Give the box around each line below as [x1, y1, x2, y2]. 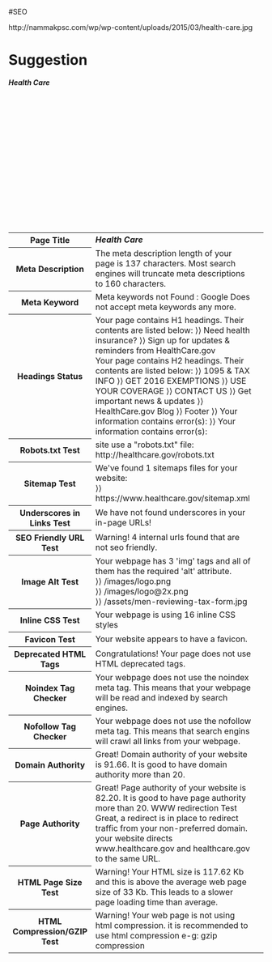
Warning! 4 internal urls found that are [95, 531, 240, 543]
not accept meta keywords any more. [95, 301, 236, 313]
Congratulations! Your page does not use [95, 648, 252, 659]
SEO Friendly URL [15, 532, 85, 543]
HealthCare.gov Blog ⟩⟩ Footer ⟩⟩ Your [95, 406, 238, 417]
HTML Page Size [17, 877, 83, 888]
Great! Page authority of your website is [95, 782, 247, 794]
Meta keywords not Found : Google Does [95, 292, 251, 303]
